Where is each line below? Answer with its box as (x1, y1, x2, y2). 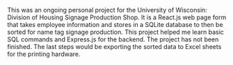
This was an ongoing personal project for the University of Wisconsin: (7, 6, 207, 14)
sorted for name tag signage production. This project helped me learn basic (7, 28, 225, 36)
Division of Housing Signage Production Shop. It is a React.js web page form (7, 13, 227, 21)
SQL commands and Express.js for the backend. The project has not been (7, 35, 219, 44)
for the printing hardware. (7, 50, 81, 58)
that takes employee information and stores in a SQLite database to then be (7, 21, 224, 28)
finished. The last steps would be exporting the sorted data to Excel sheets (7, 43, 222, 50)
